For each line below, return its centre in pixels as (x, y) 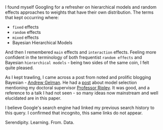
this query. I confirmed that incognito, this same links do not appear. (74, 113)
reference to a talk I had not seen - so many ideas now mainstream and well (82, 93)
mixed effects (26, 37)
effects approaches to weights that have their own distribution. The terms (79, 12)
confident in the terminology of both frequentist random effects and (74, 57)
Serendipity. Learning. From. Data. (40, 122)
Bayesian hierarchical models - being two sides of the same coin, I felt (77, 63)
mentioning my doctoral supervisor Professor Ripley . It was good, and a (77, 88)
